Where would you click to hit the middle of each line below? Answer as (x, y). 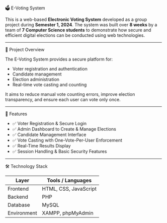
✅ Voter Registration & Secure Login (49, 123)
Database (19, 205)
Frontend (18, 189)
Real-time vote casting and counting (49, 85)
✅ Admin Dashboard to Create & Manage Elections (64, 129)
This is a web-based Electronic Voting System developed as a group (76, 19)
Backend (18, 197)
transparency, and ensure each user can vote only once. (63, 100)
